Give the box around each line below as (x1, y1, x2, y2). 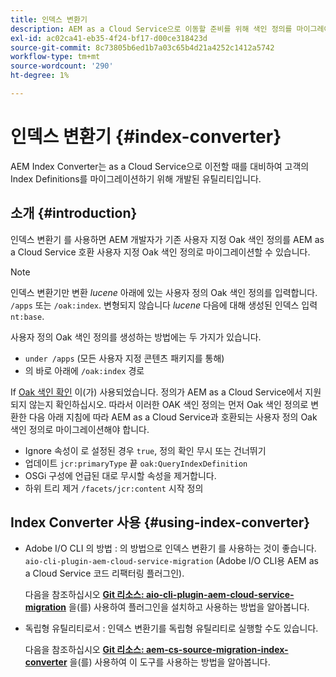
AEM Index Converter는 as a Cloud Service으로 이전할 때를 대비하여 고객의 (10, 160, 310, 172)
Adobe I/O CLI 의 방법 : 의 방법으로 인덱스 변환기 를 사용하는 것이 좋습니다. (24, 542, 317, 555)
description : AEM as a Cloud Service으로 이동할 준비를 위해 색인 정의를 (10, 24, 293, 34)
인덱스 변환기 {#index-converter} (10, 126, 282, 148)
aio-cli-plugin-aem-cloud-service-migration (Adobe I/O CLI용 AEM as (24, 555, 319, 567)
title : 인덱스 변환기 (10, 14, 88, 25)
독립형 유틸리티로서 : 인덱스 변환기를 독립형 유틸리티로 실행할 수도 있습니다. (24, 622, 319, 635)
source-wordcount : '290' (10, 61, 114, 71)
